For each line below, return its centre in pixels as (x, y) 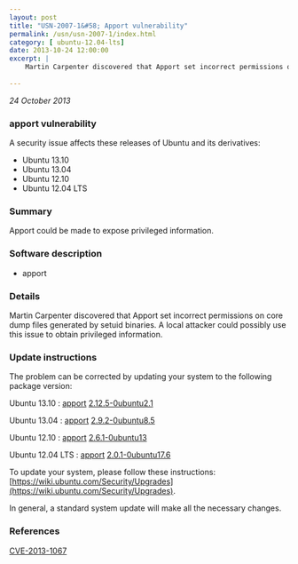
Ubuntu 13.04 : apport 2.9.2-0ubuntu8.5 (82, 421)
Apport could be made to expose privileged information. (112, 231)
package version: (41, 386)
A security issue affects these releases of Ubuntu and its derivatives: (135, 143)
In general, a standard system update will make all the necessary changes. (145, 508)
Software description (56, 254)
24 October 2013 (40, 100)
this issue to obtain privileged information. (86, 334)
